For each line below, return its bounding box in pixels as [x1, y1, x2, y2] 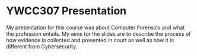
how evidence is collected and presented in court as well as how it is [6, 36, 174, 43]
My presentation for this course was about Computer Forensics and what [6, 24, 185, 31]
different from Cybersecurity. [6, 43, 78, 50]
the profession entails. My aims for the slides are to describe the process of [6, 30, 191, 37]
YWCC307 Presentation [6, 4, 127, 18]
